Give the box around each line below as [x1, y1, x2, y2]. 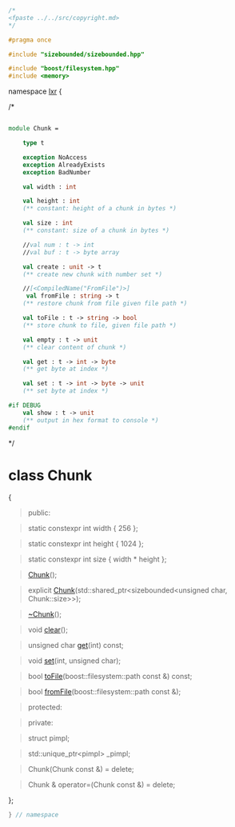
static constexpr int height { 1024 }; [27, 539, 144, 549]
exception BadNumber [22, 168, 91, 176]
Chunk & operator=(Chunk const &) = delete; [27, 780, 176, 789]
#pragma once [8, 36, 52, 44]
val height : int [22, 197, 81, 206]
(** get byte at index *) [22, 365, 110, 374]
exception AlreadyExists [22, 161, 106, 169]
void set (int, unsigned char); [27, 656, 121, 665]
